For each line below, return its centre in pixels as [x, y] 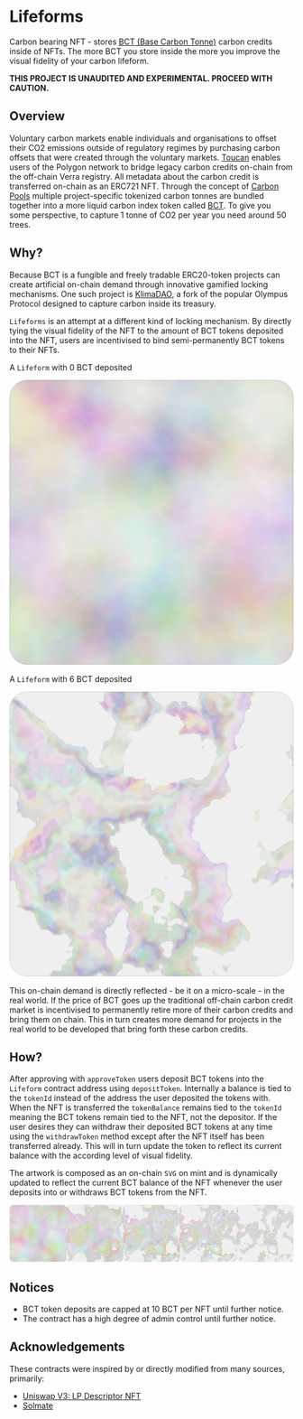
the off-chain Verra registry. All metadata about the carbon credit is [134, 176]
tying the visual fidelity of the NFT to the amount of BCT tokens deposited [147, 331]
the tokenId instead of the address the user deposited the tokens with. [140, 1098]
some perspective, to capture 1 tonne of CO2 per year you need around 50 [148, 215]
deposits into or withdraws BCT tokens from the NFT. [108, 1192]
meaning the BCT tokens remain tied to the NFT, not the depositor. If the [143, 1117]
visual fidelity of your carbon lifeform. [79, 61]
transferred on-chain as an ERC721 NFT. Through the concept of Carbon [144, 186]
